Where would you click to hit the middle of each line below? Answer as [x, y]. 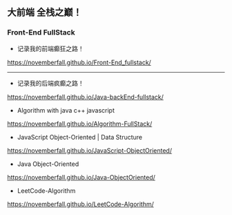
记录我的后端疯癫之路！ [50, 83]
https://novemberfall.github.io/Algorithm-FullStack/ [80, 124]
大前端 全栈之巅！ [45, 12]
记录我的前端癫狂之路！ [50, 48]
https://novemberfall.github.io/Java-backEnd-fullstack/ [86, 97]
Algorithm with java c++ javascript [66, 110]
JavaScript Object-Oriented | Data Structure [80, 137]
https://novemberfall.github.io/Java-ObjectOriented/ [81, 177]
